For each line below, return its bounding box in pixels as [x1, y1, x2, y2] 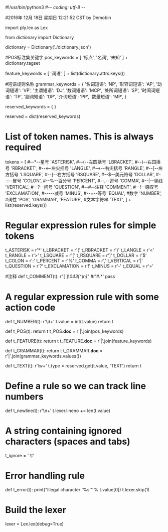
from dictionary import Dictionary [5, 35, 74, 40]
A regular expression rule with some [5, 291, 159, 303]
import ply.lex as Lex [5, 25, 48, 31]
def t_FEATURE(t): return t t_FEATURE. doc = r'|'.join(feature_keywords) [5, 338, 152, 344]
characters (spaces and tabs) [5, 436, 130, 447]
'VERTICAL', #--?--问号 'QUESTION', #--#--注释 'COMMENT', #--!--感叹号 [5, 184, 159, 190]
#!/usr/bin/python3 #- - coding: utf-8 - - [5, 5, 86, 10]
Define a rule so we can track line [5, 380, 146, 391]
